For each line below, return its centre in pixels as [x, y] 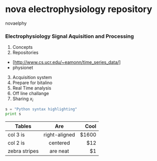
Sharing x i [23, 99]
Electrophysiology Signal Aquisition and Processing [70, 36]
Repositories [25, 53]
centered [59, 143]
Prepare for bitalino [32, 83]
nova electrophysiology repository [79, 9]
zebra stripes [23, 151]
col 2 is [16, 143]
